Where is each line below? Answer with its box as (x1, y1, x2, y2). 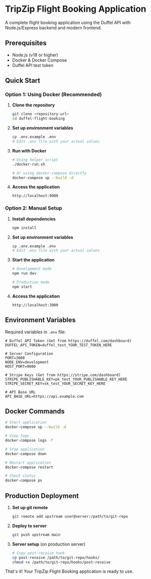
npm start (12, 284, 33, 289)
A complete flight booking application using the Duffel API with (5, 20, 131, 25)
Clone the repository (12, 102, 55, 108)
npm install (12, 225, 37, 230)
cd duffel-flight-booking (12, 116, 65, 121)
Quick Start (5, 77, 40, 85)
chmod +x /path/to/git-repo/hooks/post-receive (12, 559, 111, 565)
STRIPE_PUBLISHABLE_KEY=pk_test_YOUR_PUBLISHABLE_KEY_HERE (5, 377, 128, 382)
